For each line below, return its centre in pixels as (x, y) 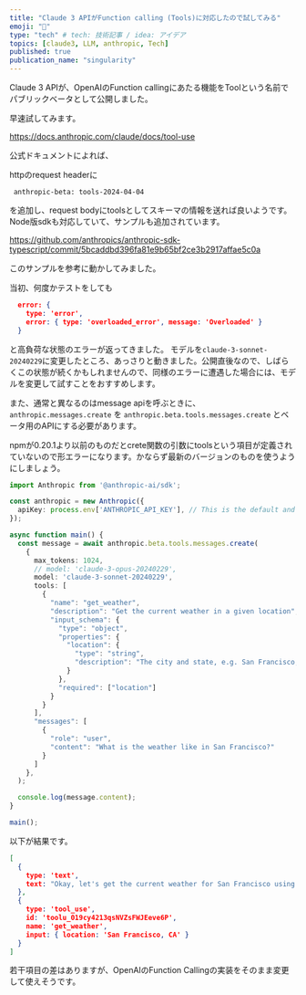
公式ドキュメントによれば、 (61, 155)
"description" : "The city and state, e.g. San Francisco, (187, 663)
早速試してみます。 (45, 118)
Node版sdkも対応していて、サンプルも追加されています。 (117, 221)
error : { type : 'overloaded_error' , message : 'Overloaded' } (144, 322)
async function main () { (56, 535)
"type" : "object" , (93, 628)
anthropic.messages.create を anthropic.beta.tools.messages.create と (145, 414)
